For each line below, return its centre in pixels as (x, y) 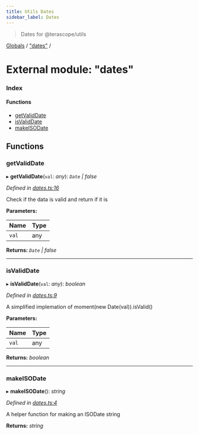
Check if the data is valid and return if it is (57, 199)
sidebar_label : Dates (33, 17)
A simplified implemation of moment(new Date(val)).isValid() (79, 306)
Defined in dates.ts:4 (32, 403)
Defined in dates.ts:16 (33, 188)
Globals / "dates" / (29, 46)
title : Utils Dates (30, 12)
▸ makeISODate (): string (36, 391)
